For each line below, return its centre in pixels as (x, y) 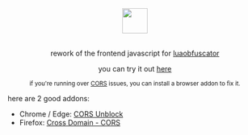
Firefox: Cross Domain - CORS (70, 123)
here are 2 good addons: (49, 98)
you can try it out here (135, 69)
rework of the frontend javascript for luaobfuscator (135, 53)
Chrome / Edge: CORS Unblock (71, 114)
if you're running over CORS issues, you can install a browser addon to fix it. (135, 84)
